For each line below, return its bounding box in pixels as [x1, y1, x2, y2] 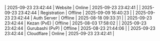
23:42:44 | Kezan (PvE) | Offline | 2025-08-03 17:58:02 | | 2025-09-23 [4, 20, 147, 26]
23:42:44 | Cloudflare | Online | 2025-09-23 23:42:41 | [4, 31, 115, 36]
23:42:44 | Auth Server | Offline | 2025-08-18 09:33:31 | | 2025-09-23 [11, 15, 152, 20]
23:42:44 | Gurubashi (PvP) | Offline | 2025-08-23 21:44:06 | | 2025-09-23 [4, 25, 156, 31]
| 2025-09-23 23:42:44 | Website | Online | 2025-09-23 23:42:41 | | [4, 5, 141, 10]
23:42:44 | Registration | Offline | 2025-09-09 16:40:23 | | [18, 10, 135, 16]
